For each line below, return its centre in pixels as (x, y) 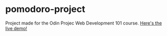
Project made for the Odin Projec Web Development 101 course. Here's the (84, 23)
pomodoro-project (45, 9)
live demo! (16, 28)
